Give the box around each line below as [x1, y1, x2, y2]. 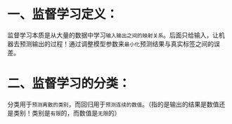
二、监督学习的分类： [7, 76, 131, 92]
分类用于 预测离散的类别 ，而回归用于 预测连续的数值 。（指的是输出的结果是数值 [7, 99, 219, 109]
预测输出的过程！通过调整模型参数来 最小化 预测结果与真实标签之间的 [19, 39, 214, 48]
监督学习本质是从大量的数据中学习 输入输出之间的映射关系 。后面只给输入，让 [7, 31, 219, 39]
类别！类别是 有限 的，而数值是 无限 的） [13, 109, 121, 117]
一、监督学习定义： [7, 6, 119, 22]
